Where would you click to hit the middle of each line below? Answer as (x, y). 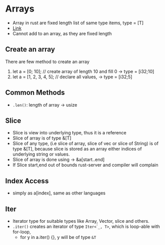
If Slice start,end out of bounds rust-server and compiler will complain (86, 165)
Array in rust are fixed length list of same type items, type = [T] (78, 23)
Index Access (27, 181)
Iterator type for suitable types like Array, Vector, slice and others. (81, 221)
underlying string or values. (41, 154)
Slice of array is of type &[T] (42, 138)
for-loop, (22, 232)
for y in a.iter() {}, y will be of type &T (58, 237)
